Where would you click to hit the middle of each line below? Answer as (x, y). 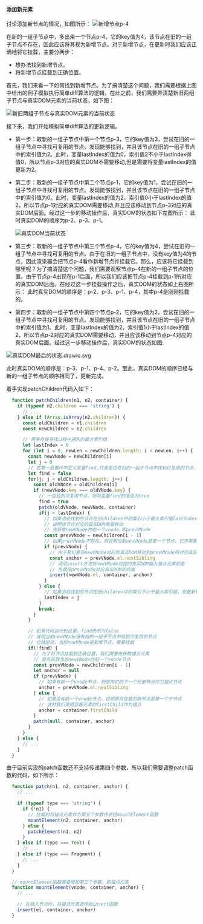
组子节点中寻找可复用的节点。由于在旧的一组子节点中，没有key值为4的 (103, 254)
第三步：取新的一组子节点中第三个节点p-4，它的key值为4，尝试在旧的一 (105, 246)
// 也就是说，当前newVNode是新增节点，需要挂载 (81, 643)
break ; (47, 609)
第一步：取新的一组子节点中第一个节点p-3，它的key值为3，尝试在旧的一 (105, 139)
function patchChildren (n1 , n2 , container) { (70, 401)
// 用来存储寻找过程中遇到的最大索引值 (65, 440)
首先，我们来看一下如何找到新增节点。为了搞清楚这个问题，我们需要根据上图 (101, 86)
